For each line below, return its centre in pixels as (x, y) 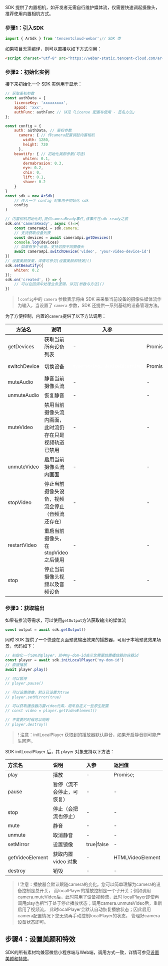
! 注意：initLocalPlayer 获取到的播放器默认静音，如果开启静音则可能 (87, 735)
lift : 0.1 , (34, 177)
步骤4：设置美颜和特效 (40, 939)
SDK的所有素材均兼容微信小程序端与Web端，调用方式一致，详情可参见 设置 (82, 952)
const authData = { (25, 98)
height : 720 (36, 145)
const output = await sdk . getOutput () (45, 630)
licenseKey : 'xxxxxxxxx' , (41, 103)
